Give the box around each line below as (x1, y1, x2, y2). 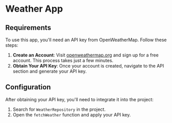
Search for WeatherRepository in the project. (12, 106, 106, 112)
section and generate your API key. (12, 68, 87, 74)
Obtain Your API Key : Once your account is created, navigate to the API (12, 63, 164, 69)
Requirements (5, 23, 51, 32)
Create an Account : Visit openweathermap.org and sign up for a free (12, 52, 159, 58)
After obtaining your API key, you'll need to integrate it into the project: (5, 96, 154, 102)
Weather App (5, 3, 63, 15)
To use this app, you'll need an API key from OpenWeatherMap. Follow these (5, 37, 167, 43)
